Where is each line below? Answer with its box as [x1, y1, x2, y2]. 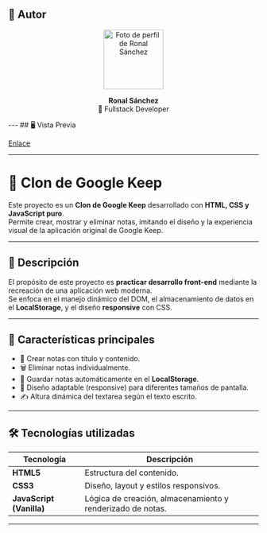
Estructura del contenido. [84, 467, 179, 478]
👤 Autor [8, 8, 47, 21]
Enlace [8, 138, 31, 148]
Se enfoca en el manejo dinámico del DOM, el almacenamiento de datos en [8, 294, 254, 303]
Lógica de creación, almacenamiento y [84, 493, 229, 504]
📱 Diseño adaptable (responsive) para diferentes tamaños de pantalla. [19, 383, 249, 392]
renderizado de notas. [84, 503, 167, 514]
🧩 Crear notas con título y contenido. [19, 354, 141, 364]
